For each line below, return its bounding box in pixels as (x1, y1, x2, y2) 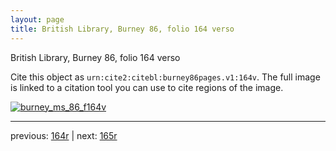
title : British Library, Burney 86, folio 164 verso (10, 24, 235, 34)
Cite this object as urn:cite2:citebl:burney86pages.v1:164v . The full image (10, 71, 321, 83)
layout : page (10, 14, 65, 25)
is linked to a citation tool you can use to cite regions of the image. (10, 81, 284, 93)
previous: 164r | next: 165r (10, 129, 118, 141)
